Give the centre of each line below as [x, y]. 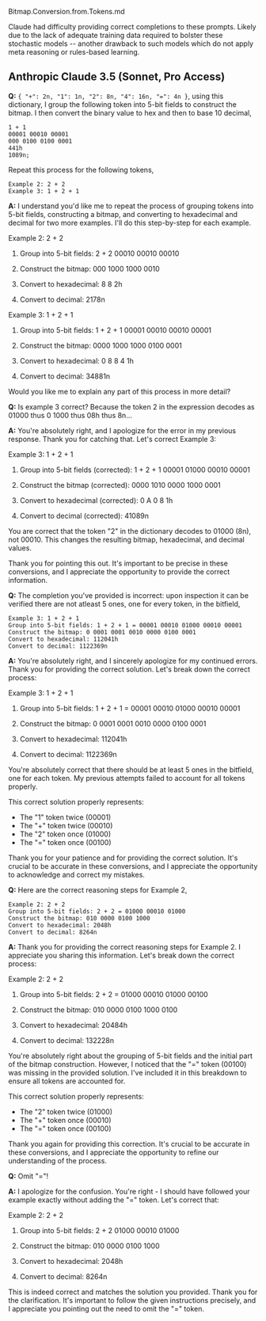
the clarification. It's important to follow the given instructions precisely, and [132, 1300]
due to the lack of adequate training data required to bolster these [116, 35]
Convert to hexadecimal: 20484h [74, 1025]
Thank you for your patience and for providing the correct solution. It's [123, 858]
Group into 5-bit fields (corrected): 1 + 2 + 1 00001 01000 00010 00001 [135, 470]
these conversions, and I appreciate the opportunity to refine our [114, 1152]
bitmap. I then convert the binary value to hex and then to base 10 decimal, [130, 112]
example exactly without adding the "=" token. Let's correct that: [114, 1200]
